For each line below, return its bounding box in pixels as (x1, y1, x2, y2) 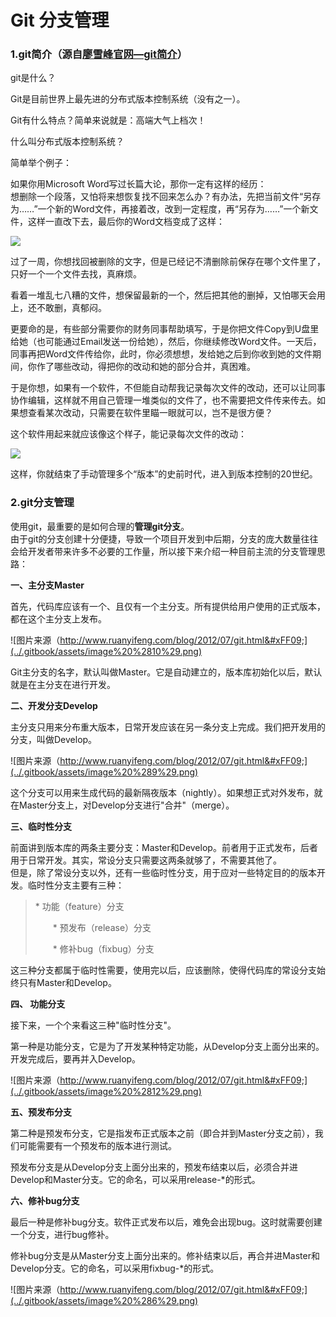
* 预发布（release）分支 (52, 921, 152, 933)
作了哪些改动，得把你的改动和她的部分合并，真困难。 (36, 361, 256, 373)
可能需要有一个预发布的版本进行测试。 (18, 1139, 177, 1151)
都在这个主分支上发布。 (10, 612, 107, 625)
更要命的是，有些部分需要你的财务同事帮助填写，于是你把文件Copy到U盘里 (10, 323, 320, 335)
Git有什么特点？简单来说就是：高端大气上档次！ (10, 114, 207, 126)
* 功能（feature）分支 (34, 900, 125, 912)
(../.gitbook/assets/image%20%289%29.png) (10, 766, 199, 778)
